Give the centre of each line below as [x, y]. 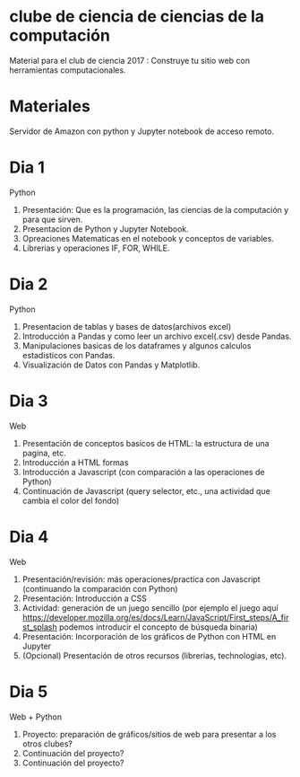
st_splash [40, 627]
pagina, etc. [44, 453]
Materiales [50, 106]
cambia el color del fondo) [71, 500]
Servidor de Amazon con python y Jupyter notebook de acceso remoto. [142, 131]
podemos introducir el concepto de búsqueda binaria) [158, 627]
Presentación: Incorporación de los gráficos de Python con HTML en [149, 636]
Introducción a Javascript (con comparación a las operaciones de [143, 472]
